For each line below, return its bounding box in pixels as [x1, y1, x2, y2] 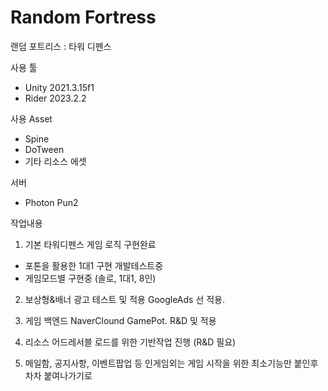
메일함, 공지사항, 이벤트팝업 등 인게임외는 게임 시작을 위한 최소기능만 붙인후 [24, 357, 319, 369]
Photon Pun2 [24, 196, 79, 208]
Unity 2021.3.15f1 [24, 81, 95, 93]
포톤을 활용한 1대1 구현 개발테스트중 [24, 259, 164, 271]
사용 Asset [10, 112, 53, 125]
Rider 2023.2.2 [24, 92, 87, 104]
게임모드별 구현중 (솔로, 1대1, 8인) [24, 272, 157, 284]
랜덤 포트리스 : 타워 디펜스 [10, 40, 112, 52]
